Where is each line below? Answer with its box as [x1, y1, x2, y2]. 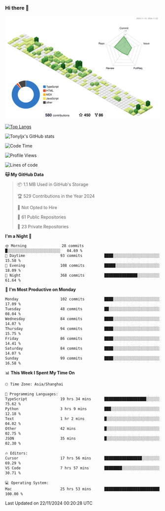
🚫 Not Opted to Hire [17, 205, 58, 211]
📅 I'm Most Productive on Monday [5, 287, 76, 292]
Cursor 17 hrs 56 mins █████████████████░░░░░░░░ [5, 456, 160, 461]
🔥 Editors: [5, 451, 28, 456]
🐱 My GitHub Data [5, 172, 44, 178]
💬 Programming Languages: [5, 392, 58, 397]
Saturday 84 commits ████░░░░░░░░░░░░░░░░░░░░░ [5, 346, 160, 351]
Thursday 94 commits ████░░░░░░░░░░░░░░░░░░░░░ [5, 327, 160, 331]
